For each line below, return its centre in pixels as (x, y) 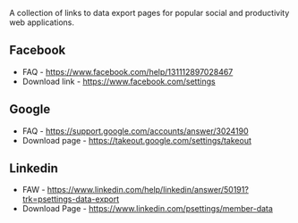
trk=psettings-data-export (71, 199)
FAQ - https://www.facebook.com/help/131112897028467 (128, 71)
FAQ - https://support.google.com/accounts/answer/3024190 (135, 131)
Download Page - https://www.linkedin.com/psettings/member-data (147, 209)
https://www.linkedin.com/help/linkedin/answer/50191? (148, 190)
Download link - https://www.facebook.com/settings (119, 81)
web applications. (42, 22)
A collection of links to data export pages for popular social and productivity (149, 13)
